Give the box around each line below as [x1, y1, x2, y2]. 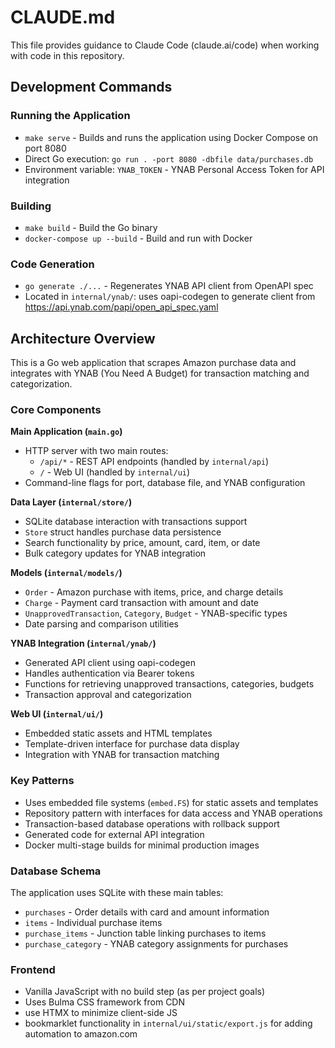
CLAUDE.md [10, 6, 116, 29]
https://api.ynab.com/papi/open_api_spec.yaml [24, 301, 219, 313]
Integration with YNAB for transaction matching [24, 749, 220, 761]
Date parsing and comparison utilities [24, 618, 179, 630]
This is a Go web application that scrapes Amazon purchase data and [10, 357, 297, 369]
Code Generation [10, 257, 95, 271]
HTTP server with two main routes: [24, 445, 169, 457]
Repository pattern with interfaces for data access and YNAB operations [24, 807, 323, 819]
